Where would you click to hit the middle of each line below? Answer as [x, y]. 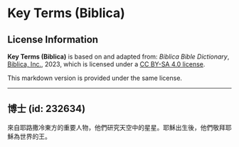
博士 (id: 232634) [47, 109]
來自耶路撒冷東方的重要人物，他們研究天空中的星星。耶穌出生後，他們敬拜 [116, 127]
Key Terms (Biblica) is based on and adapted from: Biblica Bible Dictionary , [118, 56]
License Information [53, 40]
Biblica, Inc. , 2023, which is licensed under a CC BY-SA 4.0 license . [106, 64]
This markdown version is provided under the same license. [95, 78]
